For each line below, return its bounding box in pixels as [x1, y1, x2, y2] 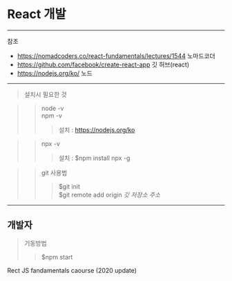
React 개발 [7, 6, 67, 22]
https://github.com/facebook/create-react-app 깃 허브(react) [17, 60, 190, 69]
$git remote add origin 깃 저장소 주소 [58, 190, 161, 199]
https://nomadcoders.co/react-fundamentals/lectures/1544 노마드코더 [17, 51, 215, 60]
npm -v [41, 111, 62, 120]
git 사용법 [41, 168, 68, 176]
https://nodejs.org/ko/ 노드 [17, 69, 93, 77]
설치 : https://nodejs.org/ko [58, 125, 135, 134]
